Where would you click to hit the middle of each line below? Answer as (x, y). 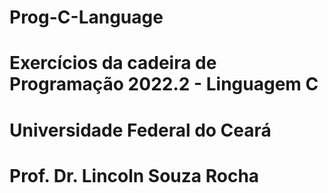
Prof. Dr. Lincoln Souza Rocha (134, 175)
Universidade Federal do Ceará (140, 130)
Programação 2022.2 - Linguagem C (164, 84)
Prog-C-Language (86, 17)
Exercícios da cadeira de (113, 63)
